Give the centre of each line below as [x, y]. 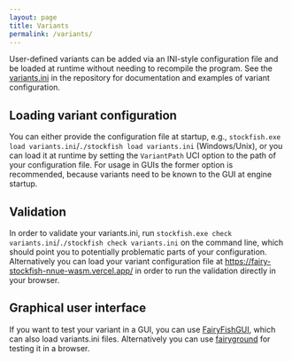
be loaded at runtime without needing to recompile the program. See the [141, 68]
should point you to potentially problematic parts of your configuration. [138, 252]
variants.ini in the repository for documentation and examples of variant [139, 78]
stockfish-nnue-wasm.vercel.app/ [71, 271]
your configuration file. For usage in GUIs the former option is [121, 165]
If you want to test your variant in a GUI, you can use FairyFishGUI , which [142, 329]
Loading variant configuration [93, 115]
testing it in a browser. [50, 348]
